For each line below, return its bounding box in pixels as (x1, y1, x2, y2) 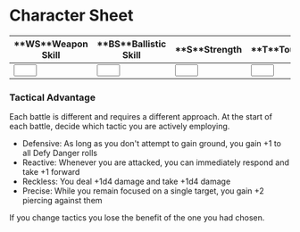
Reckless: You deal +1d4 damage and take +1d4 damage (21, 176, 231, 187)
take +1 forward (21, 167, 80, 178)
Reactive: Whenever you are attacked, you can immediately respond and (21, 157, 290, 168)
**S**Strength (174, 43, 243, 55)
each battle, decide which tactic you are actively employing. (9, 121, 230, 132)
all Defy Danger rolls (21, 148, 98, 159)
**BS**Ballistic (96, 37, 167, 50)
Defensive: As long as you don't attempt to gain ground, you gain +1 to (21, 138, 282, 149)
